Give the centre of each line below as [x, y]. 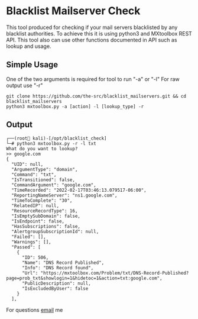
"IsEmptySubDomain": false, [46, 216]
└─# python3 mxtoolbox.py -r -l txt [51, 143]
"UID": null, [27, 164]
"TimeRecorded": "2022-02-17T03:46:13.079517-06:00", [79, 190]
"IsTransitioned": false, [43, 180]
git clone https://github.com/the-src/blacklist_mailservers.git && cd [96, 96]
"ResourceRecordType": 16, [45, 211]
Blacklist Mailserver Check [73, 11]
